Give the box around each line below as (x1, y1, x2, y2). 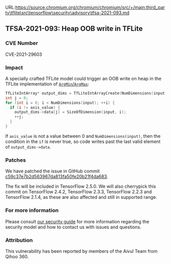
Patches (5, 156, 26, 163)
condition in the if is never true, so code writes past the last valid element (5, 138, 161, 144)
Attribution (5, 237, 33, 244)
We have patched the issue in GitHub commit (5, 168, 100, 174)
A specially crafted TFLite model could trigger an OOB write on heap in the (5, 75, 162, 81)
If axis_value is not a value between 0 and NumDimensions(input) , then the (5, 133, 161, 139)
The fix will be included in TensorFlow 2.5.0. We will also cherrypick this (5, 183, 156, 190)
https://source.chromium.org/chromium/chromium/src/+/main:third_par (15, 5, 165, 10)
